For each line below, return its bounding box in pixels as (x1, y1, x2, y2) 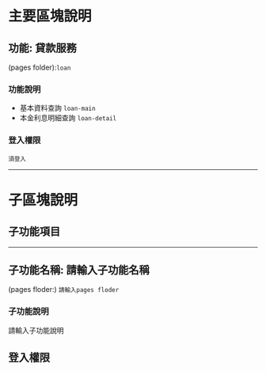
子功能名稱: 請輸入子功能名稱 (8, 263, 150, 277)
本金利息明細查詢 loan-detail (19, 113, 117, 123)
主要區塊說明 (8, 7, 93, 25)
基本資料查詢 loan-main (19, 104, 97, 113)
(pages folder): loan (8, 62, 71, 72)
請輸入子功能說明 (8, 325, 64, 335)
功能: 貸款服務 (8, 41, 77, 55)
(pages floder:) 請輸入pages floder (8, 285, 120, 294)
